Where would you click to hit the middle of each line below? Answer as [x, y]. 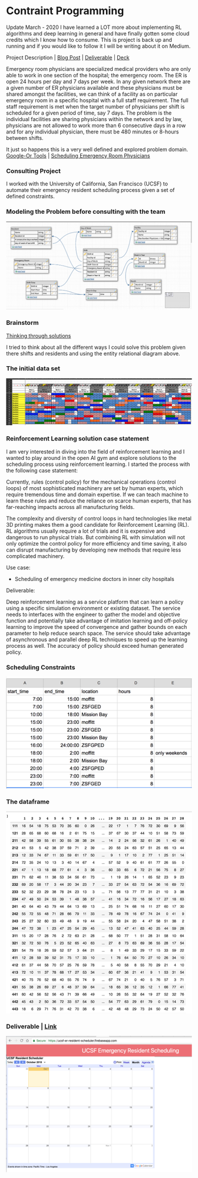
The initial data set [33, 368]
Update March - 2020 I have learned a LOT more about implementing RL [94, 27]
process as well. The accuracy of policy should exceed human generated [95, 645]
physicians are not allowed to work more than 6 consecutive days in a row [96, 125]
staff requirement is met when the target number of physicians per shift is [95, 106]
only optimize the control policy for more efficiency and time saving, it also [97, 543]
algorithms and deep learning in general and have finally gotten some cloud [98, 33]
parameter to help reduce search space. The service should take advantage [98, 633]
